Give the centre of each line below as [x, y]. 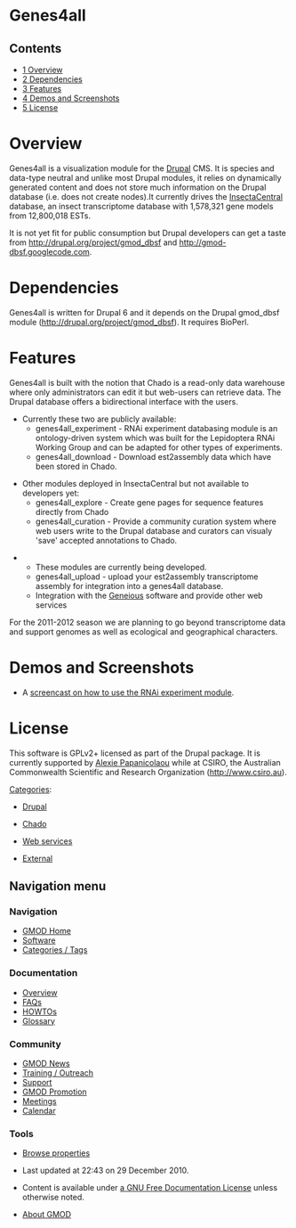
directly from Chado [72, 512]
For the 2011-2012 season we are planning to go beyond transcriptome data [148, 622]
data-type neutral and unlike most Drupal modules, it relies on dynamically [145, 177]
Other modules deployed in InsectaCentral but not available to [136, 483]
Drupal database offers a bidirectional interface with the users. [124, 401]
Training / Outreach [58, 1072]
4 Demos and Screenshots [71, 98]
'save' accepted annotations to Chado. [106, 540]
